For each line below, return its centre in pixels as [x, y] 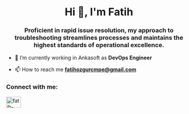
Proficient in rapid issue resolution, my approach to [99, 31]
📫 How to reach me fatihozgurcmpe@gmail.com [75, 69]
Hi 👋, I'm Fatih [99, 12]
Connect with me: [32, 87]
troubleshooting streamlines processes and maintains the [99, 38]
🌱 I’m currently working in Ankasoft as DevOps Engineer [83, 58]
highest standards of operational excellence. [99, 45]
